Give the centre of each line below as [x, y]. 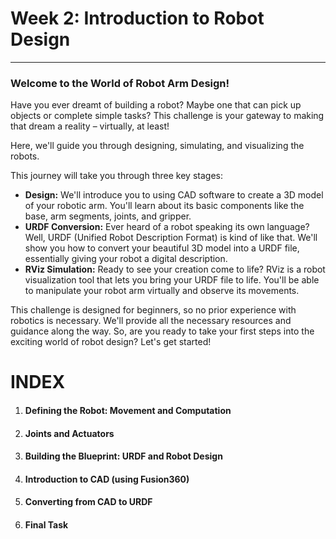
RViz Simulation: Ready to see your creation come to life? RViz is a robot [175, 269]
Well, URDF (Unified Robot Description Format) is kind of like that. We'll [171, 238]
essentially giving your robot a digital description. [126, 259]
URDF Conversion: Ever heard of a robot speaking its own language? [167, 227]
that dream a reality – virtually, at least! [90, 126]
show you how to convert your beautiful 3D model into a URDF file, [162, 248]
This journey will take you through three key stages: [116, 176]
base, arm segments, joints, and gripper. [108, 216]
